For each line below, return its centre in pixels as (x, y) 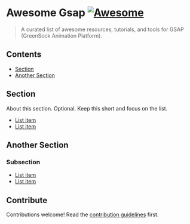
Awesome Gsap (46, 13)
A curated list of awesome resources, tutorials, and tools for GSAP (102, 29)
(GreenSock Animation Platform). (62, 35)
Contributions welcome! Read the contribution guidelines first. (82, 214)
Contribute (27, 200)
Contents (24, 55)
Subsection (23, 162)
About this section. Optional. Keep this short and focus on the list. (87, 108)
